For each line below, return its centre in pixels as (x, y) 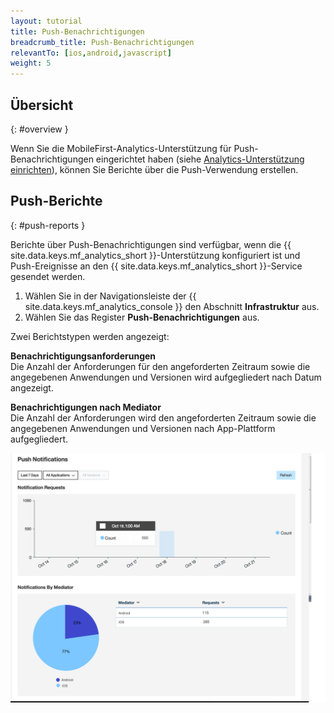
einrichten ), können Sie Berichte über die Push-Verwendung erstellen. (154, 169)
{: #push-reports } (48, 225)
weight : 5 (31, 63)
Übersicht (42, 105)
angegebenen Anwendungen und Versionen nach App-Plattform (143, 428)
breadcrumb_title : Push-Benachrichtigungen (102, 42)
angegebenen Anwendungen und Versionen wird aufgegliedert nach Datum (166, 377)
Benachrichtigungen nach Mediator (86, 407)
